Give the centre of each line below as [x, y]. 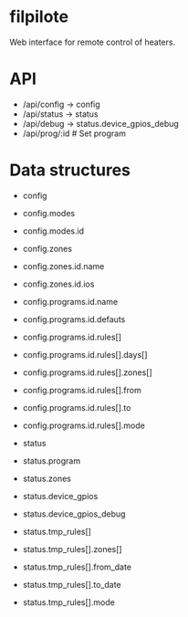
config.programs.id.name [70, 301]
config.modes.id [53, 231]
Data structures [70, 170]
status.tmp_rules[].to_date [72, 584]
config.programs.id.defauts [74, 319]
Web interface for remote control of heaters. [93, 42]
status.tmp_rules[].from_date [77, 567]
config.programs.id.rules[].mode [84, 425]
